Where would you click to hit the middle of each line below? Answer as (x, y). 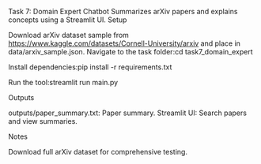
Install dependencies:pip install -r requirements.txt (90, 67)
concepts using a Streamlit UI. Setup (68, 20)
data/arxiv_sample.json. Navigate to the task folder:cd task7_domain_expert (130, 52)
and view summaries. (43, 121)
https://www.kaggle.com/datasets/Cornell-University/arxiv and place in (125, 43)
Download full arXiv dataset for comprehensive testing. (98, 152)
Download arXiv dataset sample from (68, 35)
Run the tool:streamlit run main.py (63, 82)
